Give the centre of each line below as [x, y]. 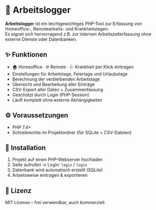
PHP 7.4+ [22, 127]
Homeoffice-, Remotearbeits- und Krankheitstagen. [57, 28]
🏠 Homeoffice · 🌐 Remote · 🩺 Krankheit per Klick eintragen [73, 67]
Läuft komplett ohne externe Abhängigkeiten [57, 100]
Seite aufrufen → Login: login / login [50, 165]
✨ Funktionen [26, 55]
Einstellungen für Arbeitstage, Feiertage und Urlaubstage [70, 74]
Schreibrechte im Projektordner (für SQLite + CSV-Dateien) [72, 132]
